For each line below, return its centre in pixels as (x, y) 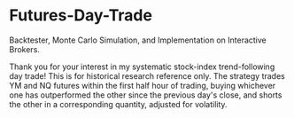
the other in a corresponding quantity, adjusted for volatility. (118, 104)
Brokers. (24, 49)
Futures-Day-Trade (81, 16)
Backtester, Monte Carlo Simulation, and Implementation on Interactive (138, 40)
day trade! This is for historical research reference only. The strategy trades (147, 75)
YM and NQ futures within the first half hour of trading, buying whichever (143, 85)
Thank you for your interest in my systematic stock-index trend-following (142, 67)
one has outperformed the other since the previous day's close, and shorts (146, 95)
